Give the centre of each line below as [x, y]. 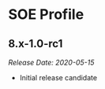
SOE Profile [46, 15]
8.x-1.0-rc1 [36, 44]
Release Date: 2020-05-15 [51, 62]
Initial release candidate [58, 78]
